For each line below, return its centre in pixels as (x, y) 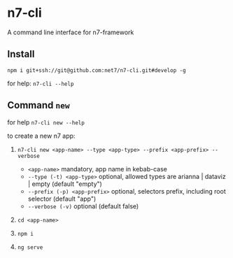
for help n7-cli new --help (46, 122)
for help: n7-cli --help (41, 83)
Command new (38, 105)
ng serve (30, 247)
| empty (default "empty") (65, 184)
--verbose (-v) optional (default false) (83, 206)
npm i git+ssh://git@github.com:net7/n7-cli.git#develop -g (97, 70)
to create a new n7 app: (41, 136)
